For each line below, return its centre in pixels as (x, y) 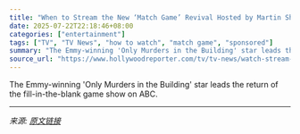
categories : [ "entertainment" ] (67, 34)
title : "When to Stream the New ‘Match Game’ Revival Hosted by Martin (145, 17)
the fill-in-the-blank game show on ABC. (83, 94)
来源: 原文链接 (35, 121)
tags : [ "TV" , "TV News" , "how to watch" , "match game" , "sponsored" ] (142, 42)
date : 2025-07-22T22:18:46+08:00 (71, 26)
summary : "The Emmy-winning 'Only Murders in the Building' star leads (145, 51)
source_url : (31, 59)
